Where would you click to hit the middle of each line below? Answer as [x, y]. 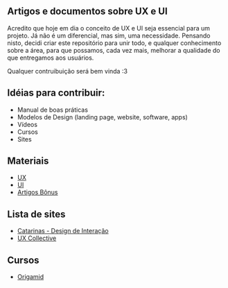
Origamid [30, 277]
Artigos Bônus [37, 192]
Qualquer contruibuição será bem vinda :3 [68, 71]
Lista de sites [36, 214]
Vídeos [27, 124]
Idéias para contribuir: [56, 93]
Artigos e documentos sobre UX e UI [87, 11]
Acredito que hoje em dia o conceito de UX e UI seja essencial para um [108, 28]
